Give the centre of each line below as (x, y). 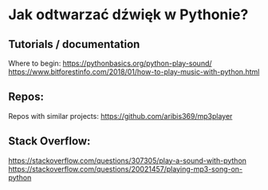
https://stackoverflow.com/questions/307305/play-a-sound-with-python (128, 160)
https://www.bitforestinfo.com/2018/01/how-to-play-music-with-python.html (134, 72)
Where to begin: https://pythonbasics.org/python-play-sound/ (110, 63)
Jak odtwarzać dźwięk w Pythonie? (128, 15)
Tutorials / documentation (74, 44)
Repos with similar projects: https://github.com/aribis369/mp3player (120, 116)
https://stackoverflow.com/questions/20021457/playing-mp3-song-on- (126, 168)
